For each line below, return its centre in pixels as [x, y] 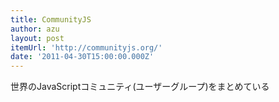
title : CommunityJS [51, 19]
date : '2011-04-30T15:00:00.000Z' [82, 57]
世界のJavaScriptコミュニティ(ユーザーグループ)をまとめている [140, 87]
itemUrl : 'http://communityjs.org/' [86, 47]
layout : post [37, 38]
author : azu [35, 29]
